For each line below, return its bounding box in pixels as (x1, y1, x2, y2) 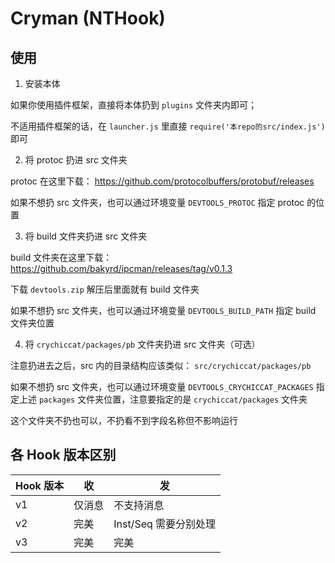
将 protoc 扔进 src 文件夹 (24, 154, 128, 166)
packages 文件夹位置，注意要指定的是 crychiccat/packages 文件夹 (38, 393, 308, 405)
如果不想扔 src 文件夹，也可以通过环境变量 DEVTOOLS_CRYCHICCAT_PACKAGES (10, 381, 314, 392)
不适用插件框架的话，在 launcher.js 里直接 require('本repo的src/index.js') (10, 120, 326, 132)
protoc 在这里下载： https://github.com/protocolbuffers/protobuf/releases (10, 175, 315, 187)
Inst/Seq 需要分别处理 (113, 517, 217, 531)
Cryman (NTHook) (10, 7, 166, 30)
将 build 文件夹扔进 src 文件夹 (24, 230, 148, 242)
